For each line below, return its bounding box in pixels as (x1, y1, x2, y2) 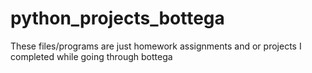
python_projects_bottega (10, 7, 225, 30)
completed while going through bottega (10, 50, 173, 62)
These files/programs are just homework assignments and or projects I (10, 40, 302, 52)
